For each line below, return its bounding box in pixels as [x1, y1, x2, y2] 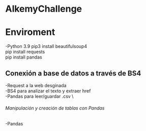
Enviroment [5, 27, 55, 38]
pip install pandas [5, 54, 42, 60]
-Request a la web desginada [5, 82, 67, 88]
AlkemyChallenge [5, 3, 82, 15]
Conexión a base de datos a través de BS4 [5, 69, 141, 77]
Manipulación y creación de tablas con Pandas [5, 105, 105, 111]
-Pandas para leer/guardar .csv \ [5, 93, 74, 99]
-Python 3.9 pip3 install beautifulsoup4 [5, 43, 87, 49]
